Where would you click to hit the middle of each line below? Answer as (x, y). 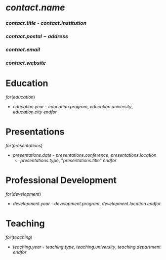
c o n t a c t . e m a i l (23, 49)
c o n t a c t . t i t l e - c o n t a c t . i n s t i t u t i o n (46, 23)
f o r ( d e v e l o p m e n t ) (23, 194)
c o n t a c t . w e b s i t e (26, 63)
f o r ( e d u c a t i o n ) (20, 97)
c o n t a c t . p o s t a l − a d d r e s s (37, 37)
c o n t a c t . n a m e (36, 8)
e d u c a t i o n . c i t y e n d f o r (35, 112)
